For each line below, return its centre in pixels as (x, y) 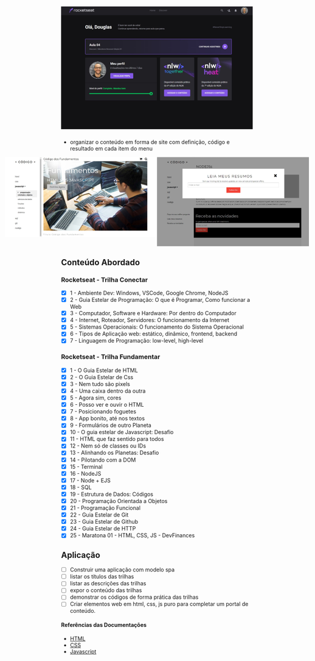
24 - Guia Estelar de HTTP (103, 529)
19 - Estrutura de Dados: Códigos (112, 494)
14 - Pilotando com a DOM (103, 460)
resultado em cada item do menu (111, 149)
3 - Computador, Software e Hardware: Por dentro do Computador (153, 313)
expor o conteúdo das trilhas (106, 590)
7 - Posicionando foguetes (103, 412)
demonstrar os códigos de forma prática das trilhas (134, 597)
